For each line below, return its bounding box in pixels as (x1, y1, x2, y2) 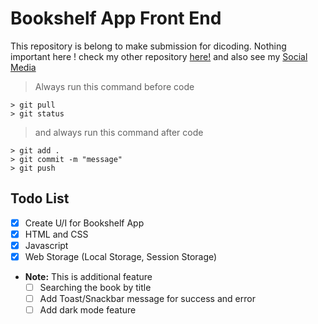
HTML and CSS (24, 228, 89, 240)
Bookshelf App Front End (10, 7, 222, 30)
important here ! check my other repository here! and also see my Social (10, 50, 308, 62)
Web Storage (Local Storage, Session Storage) (24, 250, 218, 262)
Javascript (24, 239, 69, 251)
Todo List (10, 190, 70, 207)
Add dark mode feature (39, 304, 137, 316)
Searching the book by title (39, 282, 152, 293)
